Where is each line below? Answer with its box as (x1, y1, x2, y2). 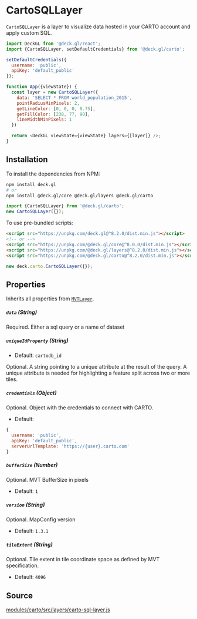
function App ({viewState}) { (6, 84, 77, 90)
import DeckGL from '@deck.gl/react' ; (6, 41, 101, 47)
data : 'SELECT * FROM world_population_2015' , (16, 95, 133, 101)
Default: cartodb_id (14, 352, 62, 359)
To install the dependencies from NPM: (6, 170, 101, 177)
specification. (6, 562, 39, 569)
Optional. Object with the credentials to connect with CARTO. (6, 404, 154, 411)
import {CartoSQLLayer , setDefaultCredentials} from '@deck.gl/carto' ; (6, 46, 185, 52)
